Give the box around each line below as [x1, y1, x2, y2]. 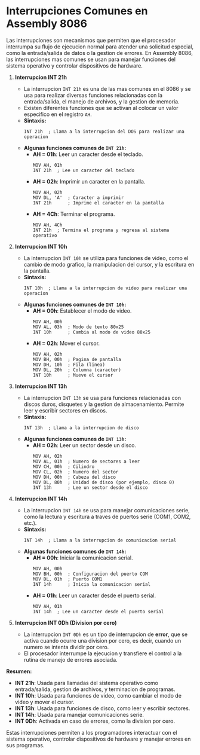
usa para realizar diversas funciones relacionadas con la [23, 91, 163, 99]
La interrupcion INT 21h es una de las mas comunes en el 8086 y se [23, 85, 191, 92]
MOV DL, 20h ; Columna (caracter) [32, 366, 121, 373]
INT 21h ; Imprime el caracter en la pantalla [32, 200, 164, 206]
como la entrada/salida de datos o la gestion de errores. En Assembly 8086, [6, 49, 193, 56]
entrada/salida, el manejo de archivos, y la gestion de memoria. [23, 97, 180, 105]
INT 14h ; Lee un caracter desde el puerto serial [32, 609, 164, 615]
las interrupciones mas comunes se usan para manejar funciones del [6, 56, 176, 63]
